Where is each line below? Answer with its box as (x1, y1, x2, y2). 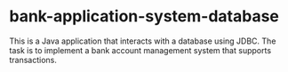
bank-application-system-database (9, 6, 280, 27)
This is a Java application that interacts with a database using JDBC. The (9, 36, 276, 46)
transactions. (9, 54, 58, 65)
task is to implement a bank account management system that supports (9, 44, 272, 55)
